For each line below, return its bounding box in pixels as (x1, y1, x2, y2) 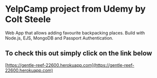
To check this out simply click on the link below (5, 49, 152, 58)
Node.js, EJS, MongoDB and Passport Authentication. (5, 35, 114, 41)
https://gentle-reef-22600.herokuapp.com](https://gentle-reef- (6, 62, 134, 68)
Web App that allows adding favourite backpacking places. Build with (5, 30, 145, 36)
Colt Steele (5, 14, 51, 25)
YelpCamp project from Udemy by (5, 3, 146, 15)
